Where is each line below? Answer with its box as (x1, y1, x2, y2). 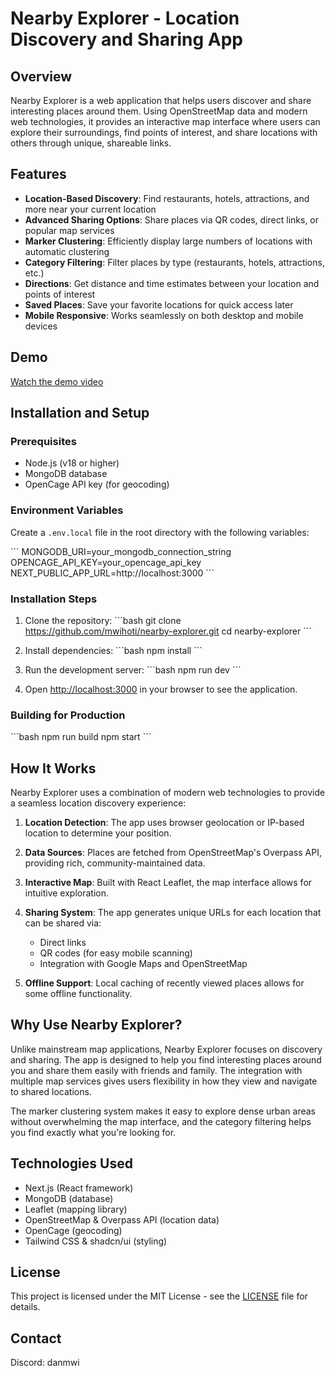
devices (24, 320, 58, 332)
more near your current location (24, 203, 157, 215)
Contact (10, 1330, 62, 1347)
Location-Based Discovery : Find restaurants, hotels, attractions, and (24, 192, 310, 204)
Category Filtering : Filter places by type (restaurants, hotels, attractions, (24, 256, 325, 268)
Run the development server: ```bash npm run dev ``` (24, 663, 242, 676)
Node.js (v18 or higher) (24, 457, 120, 469)
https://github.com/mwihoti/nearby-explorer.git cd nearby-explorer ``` (24, 625, 312, 637)
